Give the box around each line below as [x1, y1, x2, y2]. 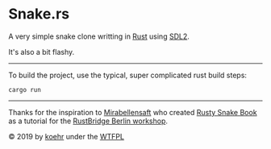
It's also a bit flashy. [8, 47, 75, 56]
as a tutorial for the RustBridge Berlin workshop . [8, 116, 168, 126]
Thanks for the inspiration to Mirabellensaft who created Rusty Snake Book [8, 107, 257, 117]
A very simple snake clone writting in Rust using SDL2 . [8, 31, 190, 41]
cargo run [8, 85, 42, 93]
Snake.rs [8, 5, 70, 23]
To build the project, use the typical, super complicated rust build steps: [8, 70, 248, 80]
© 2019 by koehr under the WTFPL [8, 131, 125, 141]
